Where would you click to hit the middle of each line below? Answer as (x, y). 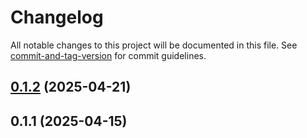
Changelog (57, 17)
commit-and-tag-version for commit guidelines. (108, 55)
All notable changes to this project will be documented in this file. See (154, 45)
